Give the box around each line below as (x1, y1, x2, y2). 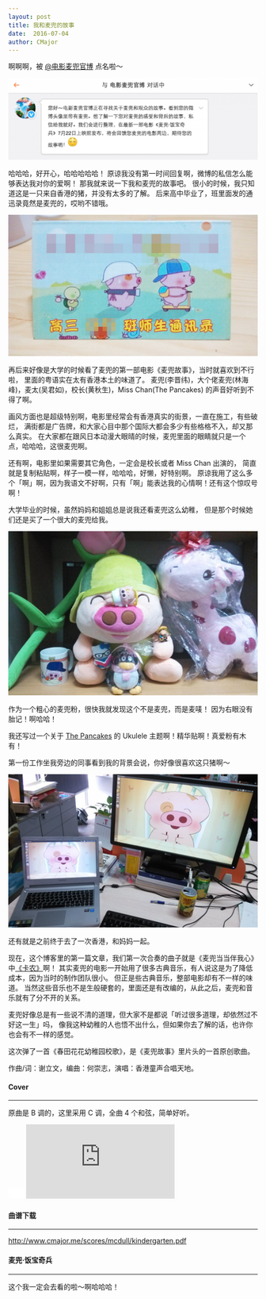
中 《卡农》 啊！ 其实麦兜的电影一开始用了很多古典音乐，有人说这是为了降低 (8, 963, 253, 972)
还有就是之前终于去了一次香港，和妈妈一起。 (8, 936, 154, 946)
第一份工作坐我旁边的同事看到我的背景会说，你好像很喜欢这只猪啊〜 (8, 758, 230, 767)
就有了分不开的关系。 (14, 993, 85, 1002)
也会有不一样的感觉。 (8, 1029, 78, 1039)
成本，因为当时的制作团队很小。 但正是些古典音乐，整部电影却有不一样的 (8, 973, 246, 982)
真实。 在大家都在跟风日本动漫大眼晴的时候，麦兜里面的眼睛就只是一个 (14, 431, 246, 440)
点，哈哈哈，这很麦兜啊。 (8, 441, 92, 451)
